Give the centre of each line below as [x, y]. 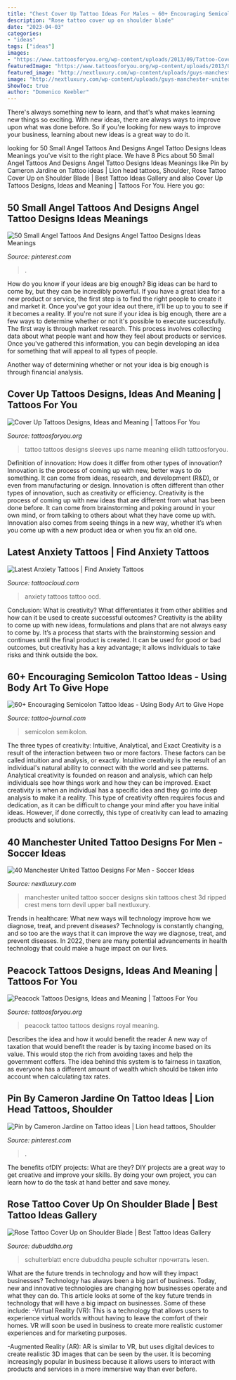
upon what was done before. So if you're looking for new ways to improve [114, 127]
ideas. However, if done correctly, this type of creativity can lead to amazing [118, 813]
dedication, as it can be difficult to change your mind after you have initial [113, 805]
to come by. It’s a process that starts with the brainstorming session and [111, 632]
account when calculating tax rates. [59, 1076]
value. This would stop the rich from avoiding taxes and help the [100, 1054]
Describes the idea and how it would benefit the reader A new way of [107, 1039]
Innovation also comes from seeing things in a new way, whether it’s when [115, 522]
